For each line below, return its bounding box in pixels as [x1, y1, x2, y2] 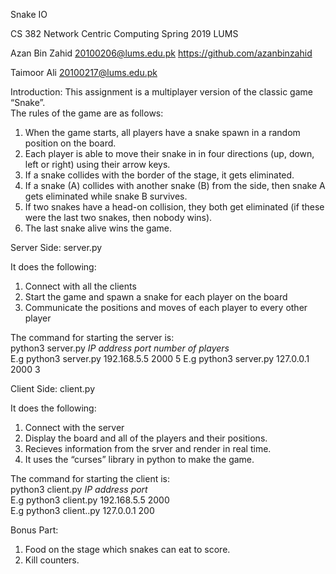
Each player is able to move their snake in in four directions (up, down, [24, 148, 315, 159]
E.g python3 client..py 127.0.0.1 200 [10, 505, 155, 516]
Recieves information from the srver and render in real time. [24, 443, 272, 454]
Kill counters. [24, 554, 80, 566]
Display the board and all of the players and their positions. [24, 432, 268, 444]
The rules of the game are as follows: [10, 107, 164, 119]
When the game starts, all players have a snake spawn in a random [24, 127, 301, 138]
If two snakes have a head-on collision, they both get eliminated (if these [24, 201, 325, 213]
